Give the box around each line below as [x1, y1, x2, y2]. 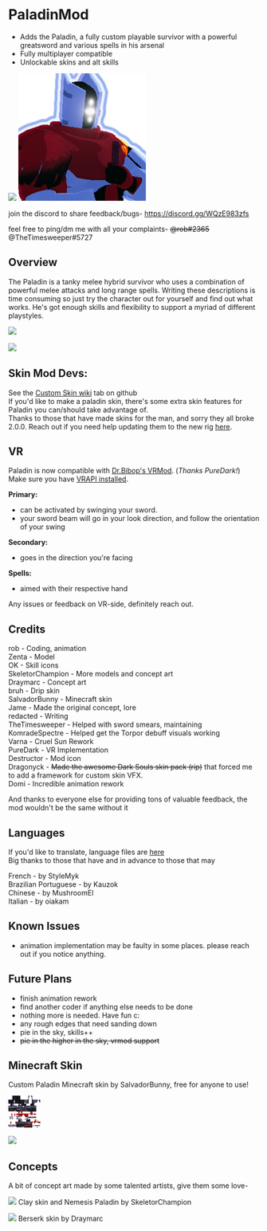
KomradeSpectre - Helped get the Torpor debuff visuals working [8, 728, 221, 738]
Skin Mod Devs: [8, 367, 88, 380]
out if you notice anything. [19, 949, 106, 959]
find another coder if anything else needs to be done [19, 1002, 194, 1011]
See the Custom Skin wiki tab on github [8, 388, 138, 398]
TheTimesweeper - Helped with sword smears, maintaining [8, 719, 202, 730]
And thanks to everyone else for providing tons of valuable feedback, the [8, 794, 248, 804]
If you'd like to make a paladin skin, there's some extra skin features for [8, 396, 243, 406]
